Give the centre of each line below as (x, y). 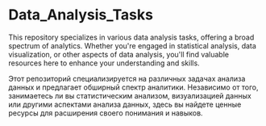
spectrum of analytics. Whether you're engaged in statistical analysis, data (132, 45)
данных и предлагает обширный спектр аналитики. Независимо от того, (134, 87)
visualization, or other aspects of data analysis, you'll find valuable (119, 54)
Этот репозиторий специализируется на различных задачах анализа (127, 78)
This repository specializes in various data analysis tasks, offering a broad (131, 37)
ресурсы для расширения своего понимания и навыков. (106, 113)
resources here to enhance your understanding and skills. (104, 63)
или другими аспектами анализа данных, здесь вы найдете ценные (125, 104)
